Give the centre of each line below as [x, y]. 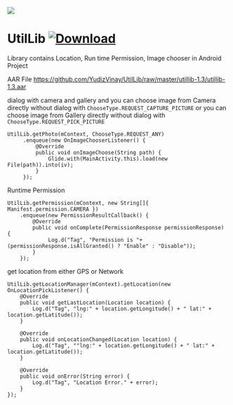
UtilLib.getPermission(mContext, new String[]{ [78, 203]
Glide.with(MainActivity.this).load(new [108, 159]
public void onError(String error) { [75, 376]
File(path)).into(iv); [40, 165]
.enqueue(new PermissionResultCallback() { [85, 215]
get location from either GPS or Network [66, 271]
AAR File [20, 79]
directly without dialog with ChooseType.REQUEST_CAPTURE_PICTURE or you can [117, 107]
